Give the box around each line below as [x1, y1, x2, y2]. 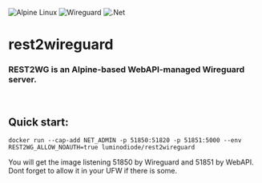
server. [8, 74, 38, 86]
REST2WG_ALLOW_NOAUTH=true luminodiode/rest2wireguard [8, 144, 195, 152]
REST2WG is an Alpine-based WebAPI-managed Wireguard [8, 64, 245, 75]
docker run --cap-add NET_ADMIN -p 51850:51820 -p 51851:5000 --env [8, 137, 242, 145]
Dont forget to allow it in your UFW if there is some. [8, 166, 178, 176]
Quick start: [8, 115, 70, 129]
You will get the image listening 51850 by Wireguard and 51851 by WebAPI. [8, 157, 254, 167]
